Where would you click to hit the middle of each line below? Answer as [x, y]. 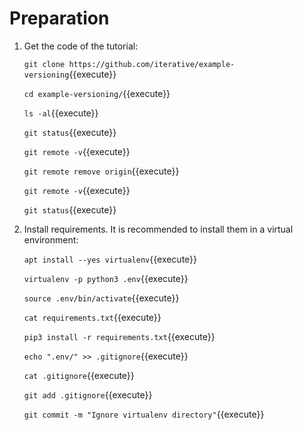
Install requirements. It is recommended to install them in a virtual [158, 229]
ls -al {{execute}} [61, 113]
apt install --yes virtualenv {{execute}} [110, 259]
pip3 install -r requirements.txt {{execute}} [119, 336]
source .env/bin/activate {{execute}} [101, 298]
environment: [51, 239]
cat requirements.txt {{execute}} [92, 317]
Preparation [59, 18]
